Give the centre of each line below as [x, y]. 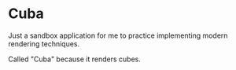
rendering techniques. [44, 43]
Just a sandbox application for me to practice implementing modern [118, 35]
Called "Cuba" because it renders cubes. [75, 59]
